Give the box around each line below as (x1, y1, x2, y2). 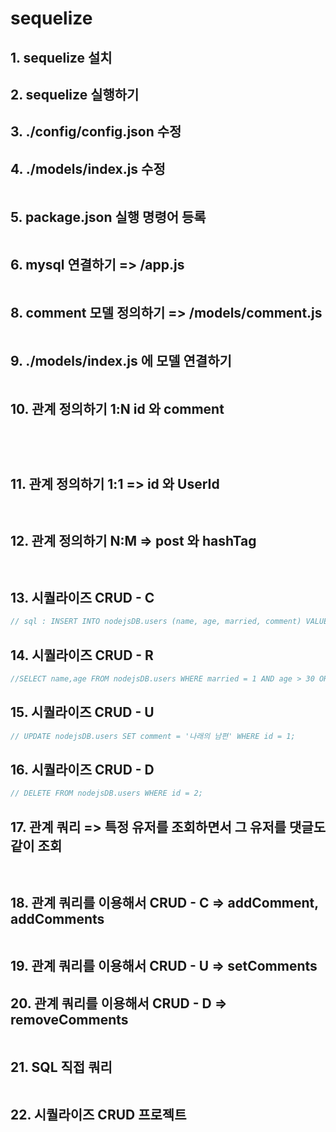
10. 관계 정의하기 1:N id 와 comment (10, 400, 225, 417)
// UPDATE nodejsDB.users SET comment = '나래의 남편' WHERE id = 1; (10, 731, 296, 741)
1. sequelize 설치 (10, 49, 113, 66)
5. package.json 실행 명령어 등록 (10, 208, 207, 226)
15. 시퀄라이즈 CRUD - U (10, 704, 155, 721)
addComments (10, 910, 105, 927)
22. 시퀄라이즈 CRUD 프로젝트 (10, 1107, 187, 1124)
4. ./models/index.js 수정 (10, 160, 166, 177)
